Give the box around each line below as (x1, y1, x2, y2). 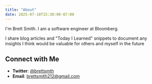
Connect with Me (5, 55, 60, 63)
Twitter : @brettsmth (12, 68, 54, 74)
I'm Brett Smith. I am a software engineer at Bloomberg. (5, 25, 119, 31)
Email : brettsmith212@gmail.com (12, 73, 80, 80)
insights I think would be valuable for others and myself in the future (5, 40, 145, 46)
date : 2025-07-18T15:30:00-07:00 (5, 12, 75, 17)
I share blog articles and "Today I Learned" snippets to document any (5, 35, 148, 41)
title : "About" (5, 7, 37, 12)
